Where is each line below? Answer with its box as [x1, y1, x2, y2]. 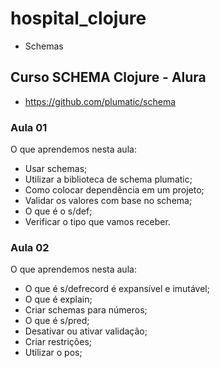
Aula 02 [10, 240, 50, 254]
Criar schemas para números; [24, 304, 148, 316]
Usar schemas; [24, 163, 88, 175]
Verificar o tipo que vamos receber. [24, 216, 171, 228]
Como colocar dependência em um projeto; [24, 184, 205, 196]
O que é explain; [24, 293, 93, 306]
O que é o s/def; [24, 205, 93, 217]
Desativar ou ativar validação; [24, 325, 148, 337]
